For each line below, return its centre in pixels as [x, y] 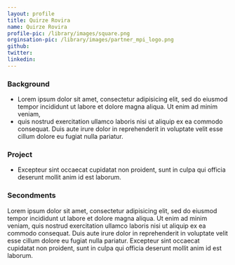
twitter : [20, 53]
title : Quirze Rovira [39, 20]
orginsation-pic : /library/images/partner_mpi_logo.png [90, 40]
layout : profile [31, 14]
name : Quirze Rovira [38, 27]
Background [29, 83]
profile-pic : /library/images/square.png [69, 33]
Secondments [32, 196]
